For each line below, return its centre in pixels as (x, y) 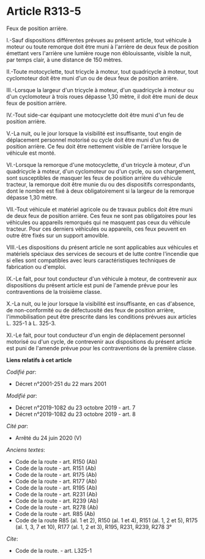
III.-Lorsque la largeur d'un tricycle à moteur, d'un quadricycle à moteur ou (100, 90)
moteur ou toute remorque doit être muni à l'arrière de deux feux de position (102, 47)
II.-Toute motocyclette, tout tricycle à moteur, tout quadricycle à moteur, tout (102, 71)
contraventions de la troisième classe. (54, 291)
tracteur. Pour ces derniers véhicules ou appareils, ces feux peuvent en (96, 229)
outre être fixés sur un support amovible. (58, 235)
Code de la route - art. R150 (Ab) (56, 461)
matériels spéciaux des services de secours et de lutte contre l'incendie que (102, 253)
